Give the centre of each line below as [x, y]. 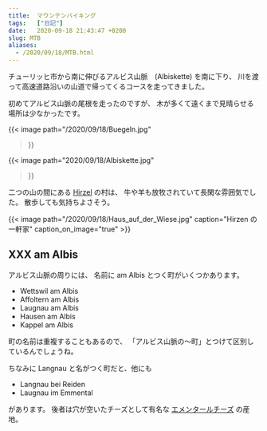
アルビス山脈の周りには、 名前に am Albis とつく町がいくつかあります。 [126, 275]
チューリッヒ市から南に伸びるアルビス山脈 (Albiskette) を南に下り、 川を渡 [133, 76]
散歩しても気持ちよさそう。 [69, 202]
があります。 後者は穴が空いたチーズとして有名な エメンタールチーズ [121, 409]
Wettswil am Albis [49, 291]
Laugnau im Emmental [56, 393]
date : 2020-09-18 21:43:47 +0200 [67, 30]
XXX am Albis [43, 255]
